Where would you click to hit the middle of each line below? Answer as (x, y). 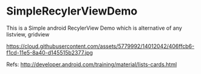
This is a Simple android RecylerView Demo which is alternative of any (94, 28)
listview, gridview (28, 34)
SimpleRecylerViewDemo (72, 11)
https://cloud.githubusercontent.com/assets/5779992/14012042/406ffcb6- (101, 46)
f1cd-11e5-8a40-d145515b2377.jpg (49, 52)
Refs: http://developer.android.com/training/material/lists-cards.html (92, 64)
